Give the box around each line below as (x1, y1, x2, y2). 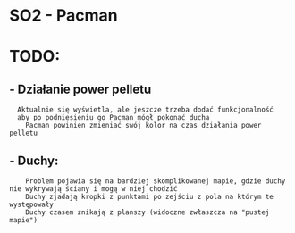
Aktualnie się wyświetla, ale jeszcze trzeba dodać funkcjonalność (17, 105, 274, 114)
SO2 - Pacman (9, 5, 118, 26)
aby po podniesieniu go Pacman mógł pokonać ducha (17, 113, 210, 122)
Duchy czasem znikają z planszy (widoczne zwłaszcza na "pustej (25, 208, 270, 217)
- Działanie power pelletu (9, 81, 152, 96)
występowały (9, 200, 54, 209)
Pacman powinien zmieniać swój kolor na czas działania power (25, 121, 262, 130)
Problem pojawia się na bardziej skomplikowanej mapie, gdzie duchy (25, 177, 286, 186)
